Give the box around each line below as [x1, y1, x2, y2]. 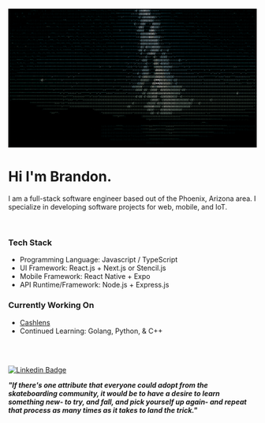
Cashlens [19, 317, 50, 327]
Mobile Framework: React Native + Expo [19, 272, 151, 281]
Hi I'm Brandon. [8, 168, 112, 186]
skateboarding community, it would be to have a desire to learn [8, 388, 221, 398]
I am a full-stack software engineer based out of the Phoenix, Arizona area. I [8, 194, 256, 203]
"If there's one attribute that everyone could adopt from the [8, 380, 209, 390]
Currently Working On [8, 300, 95, 311]
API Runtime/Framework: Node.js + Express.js [19, 280, 170, 290]
